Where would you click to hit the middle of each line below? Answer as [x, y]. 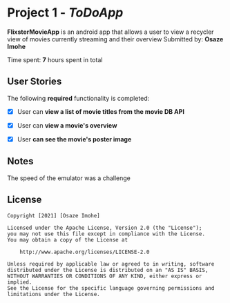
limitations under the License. [54, 294]
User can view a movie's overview [67, 125]
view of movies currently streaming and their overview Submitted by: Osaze [115, 39]
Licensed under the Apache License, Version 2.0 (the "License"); [105, 228]
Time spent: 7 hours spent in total [55, 59]
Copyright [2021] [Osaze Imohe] [54, 215]
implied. [20, 282]
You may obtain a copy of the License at [68, 240]
